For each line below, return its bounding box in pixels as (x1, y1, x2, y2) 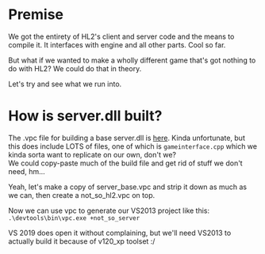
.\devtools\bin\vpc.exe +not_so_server (8, 214, 140, 222)
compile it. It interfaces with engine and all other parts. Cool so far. (8, 40, 226, 49)
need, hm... (8, 166, 45, 176)
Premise (8, 6, 64, 24)
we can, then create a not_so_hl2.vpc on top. (8, 190, 156, 199)
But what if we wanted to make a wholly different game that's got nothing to (8, 55, 256, 65)
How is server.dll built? (8, 107, 163, 125)
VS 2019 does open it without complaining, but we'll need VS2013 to (8, 228, 232, 237)
